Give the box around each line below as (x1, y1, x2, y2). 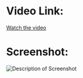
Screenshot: (6, 45, 69, 59)
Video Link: (6, 4, 64, 18)
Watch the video (6, 24, 47, 31)
